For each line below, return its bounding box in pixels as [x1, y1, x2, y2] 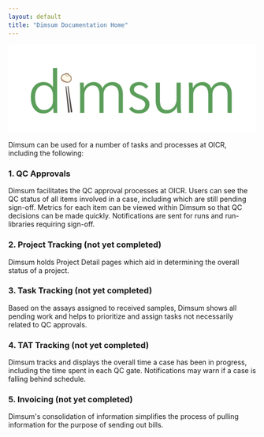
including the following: [8, 148, 84, 158]
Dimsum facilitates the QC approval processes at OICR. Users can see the [8, 186, 248, 196]
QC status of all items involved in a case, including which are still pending [8, 194, 247, 204]
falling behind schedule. [8, 375, 87, 384]
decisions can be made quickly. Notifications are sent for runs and [8, 211, 224, 221]
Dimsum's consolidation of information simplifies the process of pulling [8, 412, 239, 421]
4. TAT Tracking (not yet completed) [8, 339, 150, 350]
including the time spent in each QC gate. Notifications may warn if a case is [8, 366, 256, 375]
